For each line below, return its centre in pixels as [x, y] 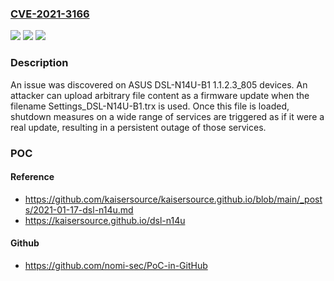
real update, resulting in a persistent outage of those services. [138, 127]
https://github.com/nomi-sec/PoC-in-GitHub [116, 265]
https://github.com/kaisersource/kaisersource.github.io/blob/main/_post [173, 199]
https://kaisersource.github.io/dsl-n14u [105, 220]
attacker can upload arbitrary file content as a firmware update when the [160, 95]
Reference [32, 177]
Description [39, 63]
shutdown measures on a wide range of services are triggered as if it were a [167, 116]
